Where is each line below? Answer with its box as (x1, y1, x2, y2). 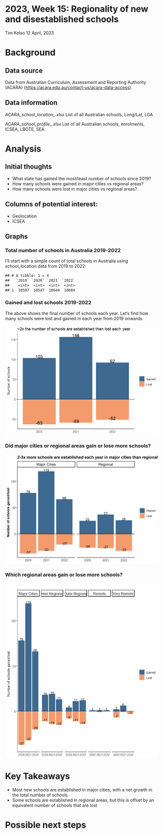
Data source (5, 66, 43, 75)
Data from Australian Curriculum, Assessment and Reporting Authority (5, 79, 146, 85)
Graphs (5, 232, 28, 240)
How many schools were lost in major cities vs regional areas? (12, 186, 138, 192)
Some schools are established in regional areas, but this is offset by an (12, 797, 155, 803)
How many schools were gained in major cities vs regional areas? (12, 180, 144, 186)
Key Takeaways (5, 771, 70, 782)
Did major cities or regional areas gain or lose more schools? (5, 442, 151, 449)
